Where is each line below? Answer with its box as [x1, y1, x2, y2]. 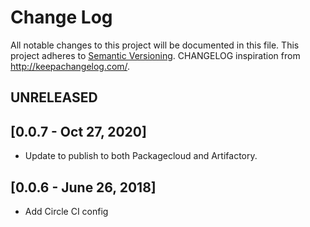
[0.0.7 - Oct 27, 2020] [10, 123, 147, 140]
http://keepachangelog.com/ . [10, 60, 131, 72]
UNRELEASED [10, 89, 98, 106]
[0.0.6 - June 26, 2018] [10, 179, 157, 196]
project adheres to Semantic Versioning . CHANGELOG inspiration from [10, 49, 301, 61]
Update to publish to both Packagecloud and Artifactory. [24, 150, 258, 162]
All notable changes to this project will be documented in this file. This [10, 39, 300, 51]
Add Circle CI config [24, 205, 109, 217]
